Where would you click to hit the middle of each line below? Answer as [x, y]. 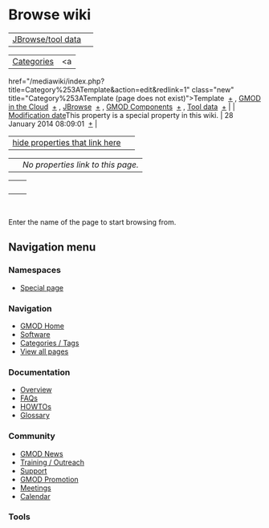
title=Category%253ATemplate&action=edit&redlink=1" [99, 89]
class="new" [213, 89]
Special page [42, 287]
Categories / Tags [49, 343]
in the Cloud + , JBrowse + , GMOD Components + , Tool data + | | [122, 107]
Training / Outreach [52, 462]
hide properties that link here [67, 142]
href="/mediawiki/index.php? [57, 81]
